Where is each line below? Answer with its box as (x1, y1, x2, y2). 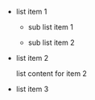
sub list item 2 (27, 38, 75, 47)
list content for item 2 (15, 69, 87, 78)
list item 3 (15, 84, 49, 94)
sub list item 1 (27, 22, 74, 31)
